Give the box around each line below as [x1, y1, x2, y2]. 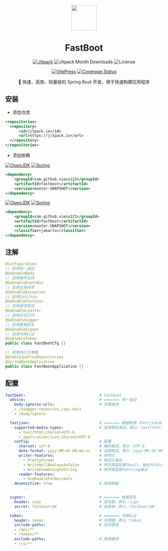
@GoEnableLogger [5, 317, 39, 323]
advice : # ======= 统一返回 [9, 397, 136, 402]
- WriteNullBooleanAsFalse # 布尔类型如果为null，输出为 [23, 462, 154, 467]
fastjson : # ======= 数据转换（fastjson [9, 420, 158, 426]
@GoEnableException [5, 290, 46, 295]
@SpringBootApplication [5, 359, 55, 364]
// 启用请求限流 [5, 304, 34, 309]
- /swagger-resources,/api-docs [14, 406, 81, 412]
